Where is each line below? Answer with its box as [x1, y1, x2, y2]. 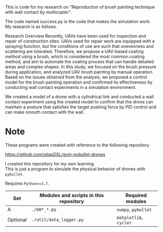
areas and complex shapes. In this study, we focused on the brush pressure [5, 64, 157, 70]
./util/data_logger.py [31, 217, 84, 222]
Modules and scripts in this [39, 192, 104, 199]
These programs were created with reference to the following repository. [5, 142, 150, 148]
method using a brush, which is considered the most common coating [5, 54, 145, 59]
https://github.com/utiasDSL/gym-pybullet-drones [5, 151, 106, 157]
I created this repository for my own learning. [5, 160, 96, 166]
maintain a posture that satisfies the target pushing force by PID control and [5, 104, 157, 110]
